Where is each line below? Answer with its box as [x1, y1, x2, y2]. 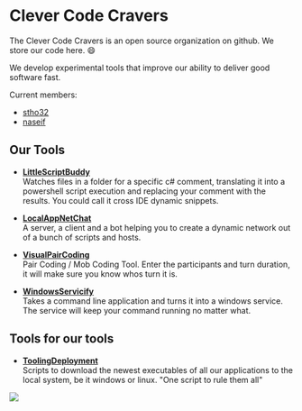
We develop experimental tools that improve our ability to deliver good [9, 62, 270, 73]
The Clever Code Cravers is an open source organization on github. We [9, 35, 275, 46]
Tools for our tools [9, 331, 114, 347]
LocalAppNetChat [22, 213, 92, 224]
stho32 [22, 106, 50, 117]
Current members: [9, 89, 78, 100]
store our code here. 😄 [9, 44, 96, 55]
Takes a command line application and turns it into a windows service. [22, 295, 284, 306]
